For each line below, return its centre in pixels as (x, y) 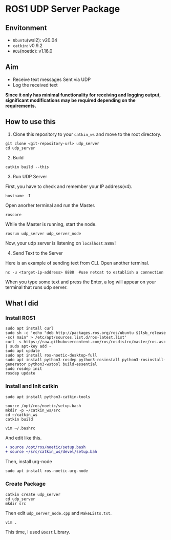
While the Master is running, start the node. (51, 224)
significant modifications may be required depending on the (70, 100)
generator (16, 364)
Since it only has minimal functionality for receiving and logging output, (83, 95)
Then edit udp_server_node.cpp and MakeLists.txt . (59, 513)
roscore (14, 215)
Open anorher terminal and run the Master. (50, 205)
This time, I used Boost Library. (38, 532)
